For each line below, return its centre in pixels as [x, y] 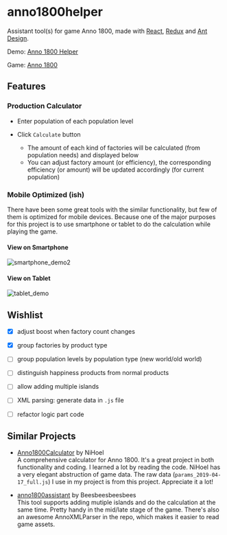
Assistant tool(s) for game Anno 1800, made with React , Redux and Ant [107, 31]
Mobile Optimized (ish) [46, 194]
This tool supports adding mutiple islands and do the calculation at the [116, 503]
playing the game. [33, 231]
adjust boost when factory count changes [76, 332]
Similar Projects [42, 436]
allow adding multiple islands [58, 387]
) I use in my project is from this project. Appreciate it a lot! [131, 482]
